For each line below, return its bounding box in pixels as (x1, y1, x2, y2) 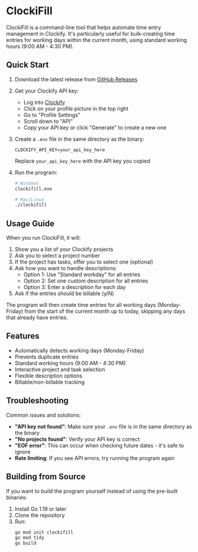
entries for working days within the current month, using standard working (6, 36, 187, 43)
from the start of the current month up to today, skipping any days (24, 307, 186, 315)
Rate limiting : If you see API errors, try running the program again (14, 454, 176, 461)
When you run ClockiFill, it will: (6, 234, 81, 242)
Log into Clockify (23, 99, 66, 106)
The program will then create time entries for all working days (6, 302, 156, 309)
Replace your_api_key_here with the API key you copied (14, 157, 151, 164)
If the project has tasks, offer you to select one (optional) (14, 258, 154, 265)
